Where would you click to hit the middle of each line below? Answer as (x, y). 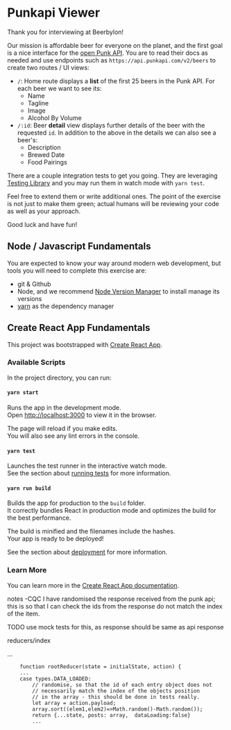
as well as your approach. (44, 211)
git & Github (34, 284)
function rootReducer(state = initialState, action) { (101, 667)
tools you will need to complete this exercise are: (77, 270)
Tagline (38, 103)
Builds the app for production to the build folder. (77, 503)
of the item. (24, 613)
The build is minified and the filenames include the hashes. (91, 532)
